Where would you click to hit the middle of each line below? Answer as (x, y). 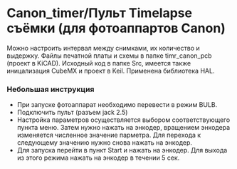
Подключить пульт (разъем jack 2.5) (72, 113)
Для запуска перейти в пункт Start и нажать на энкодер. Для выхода (122, 150)
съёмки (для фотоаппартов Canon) (116, 28)
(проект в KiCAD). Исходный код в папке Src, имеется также (99, 63)
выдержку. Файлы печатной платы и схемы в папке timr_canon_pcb (109, 56)
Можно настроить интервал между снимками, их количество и (103, 48)
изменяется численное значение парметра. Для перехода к (109, 135)
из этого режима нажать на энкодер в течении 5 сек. (98, 158)
